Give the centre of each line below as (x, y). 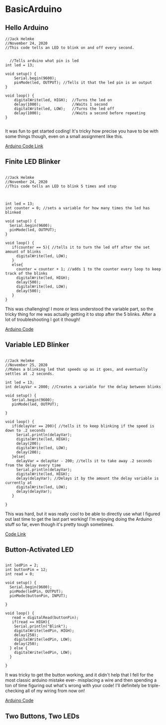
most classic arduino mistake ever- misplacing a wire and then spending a (81, 680)
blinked (13, 212)
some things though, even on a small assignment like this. (64, 136)
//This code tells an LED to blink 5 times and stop (61, 186)
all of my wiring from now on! (55, 691)
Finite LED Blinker (33, 162)
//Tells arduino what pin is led (44, 61)
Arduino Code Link (24, 146)
